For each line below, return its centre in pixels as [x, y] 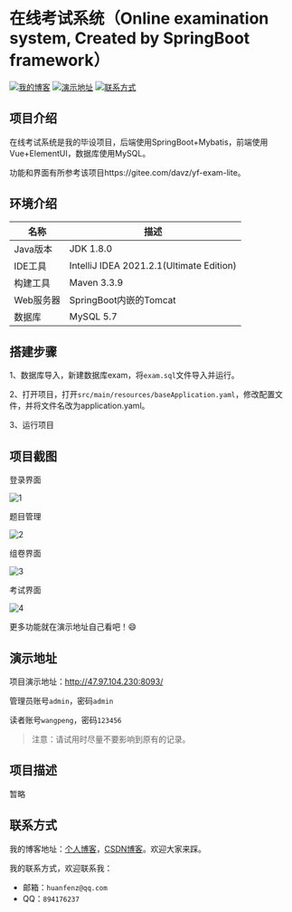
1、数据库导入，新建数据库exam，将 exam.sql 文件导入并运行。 [124, 375]
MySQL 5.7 [93, 316]
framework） [60, 61]
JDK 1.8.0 [91, 248]
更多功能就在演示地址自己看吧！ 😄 [73, 627]
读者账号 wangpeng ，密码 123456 [66, 720]
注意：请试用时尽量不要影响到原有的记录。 [111, 739]
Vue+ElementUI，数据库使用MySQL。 [80, 153]
